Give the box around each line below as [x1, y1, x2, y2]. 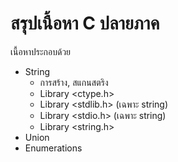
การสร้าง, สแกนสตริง [39, 76, 109, 88]
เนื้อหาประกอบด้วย [10, 45, 72, 57]
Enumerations [24, 142, 83, 154]
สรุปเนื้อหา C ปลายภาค [10, 12, 160, 35]
